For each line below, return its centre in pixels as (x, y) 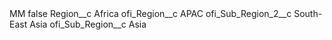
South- (308, 13)
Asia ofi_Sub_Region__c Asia (88, 24)
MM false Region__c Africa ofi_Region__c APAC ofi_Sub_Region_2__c (150, 13)
